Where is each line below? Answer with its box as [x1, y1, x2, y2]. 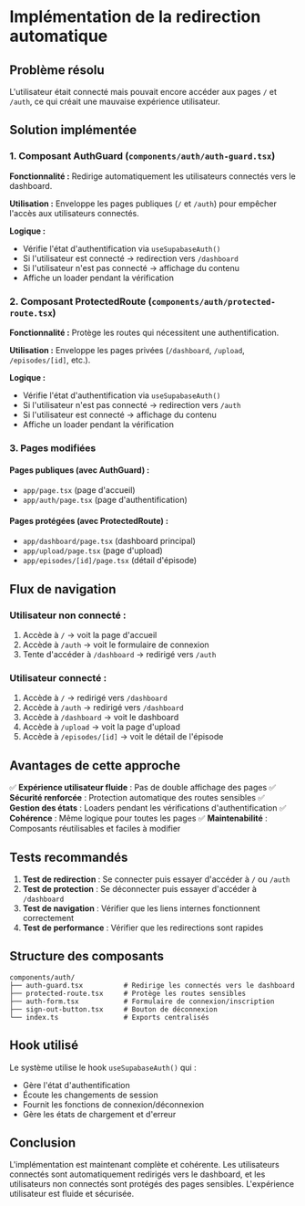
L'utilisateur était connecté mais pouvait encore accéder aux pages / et [9, 87, 278, 97]
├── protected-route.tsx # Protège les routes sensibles [9, 989, 247, 998]
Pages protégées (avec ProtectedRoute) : [9, 515, 168, 526]
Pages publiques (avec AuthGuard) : [9, 464, 150, 476]
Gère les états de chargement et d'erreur [22, 1108, 177, 1119]
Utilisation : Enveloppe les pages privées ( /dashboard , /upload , [9, 344, 246, 355]
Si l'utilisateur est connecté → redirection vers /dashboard [22, 253, 239, 264]
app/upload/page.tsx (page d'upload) [22, 545, 164, 556]
